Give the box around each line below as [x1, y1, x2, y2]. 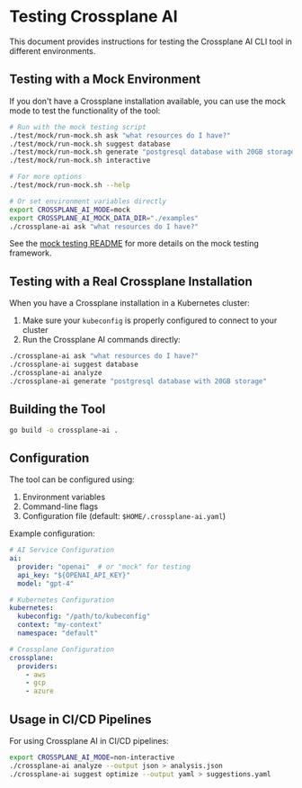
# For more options [9, 173, 83, 182]
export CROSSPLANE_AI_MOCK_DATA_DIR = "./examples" [9, 213, 200, 222]
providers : [17, 661, 58, 671]
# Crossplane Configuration [9, 645, 115, 654]
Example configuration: [9, 528, 96, 539]
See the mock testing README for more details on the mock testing [9, 238, 259, 249]
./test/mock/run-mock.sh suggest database [9, 139, 171, 148]
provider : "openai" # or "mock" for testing [17, 562, 191, 571]
